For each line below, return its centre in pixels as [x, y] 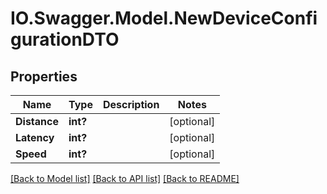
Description [131, 104]
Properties [44, 76]
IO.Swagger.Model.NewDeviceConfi [164, 18]
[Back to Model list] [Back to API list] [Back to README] [125, 178]
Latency [35, 137]
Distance [37, 121]
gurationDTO [65, 39]
